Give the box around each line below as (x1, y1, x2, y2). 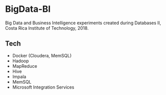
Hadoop (12, 58, 29, 64)
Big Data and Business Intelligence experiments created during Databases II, (5, 20, 162, 26)
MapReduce (12, 63, 37, 69)
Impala (12, 73, 26, 80)
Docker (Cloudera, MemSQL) (12, 52, 72, 58)
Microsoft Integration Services (12, 84, 74, 90)
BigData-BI (5, 3, 51, 15)
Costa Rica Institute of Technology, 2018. (5, 25, 89, 31)
